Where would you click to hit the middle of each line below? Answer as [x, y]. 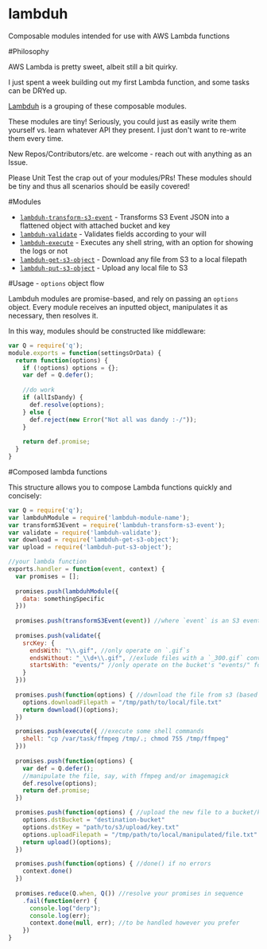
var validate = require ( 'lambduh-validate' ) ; [85, 533]
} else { [37, 412]
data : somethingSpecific [64, 599]
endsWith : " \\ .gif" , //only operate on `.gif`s [110, 650]
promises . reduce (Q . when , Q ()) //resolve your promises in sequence [130, 893]
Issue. [18, 162]
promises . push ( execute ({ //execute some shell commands [110, 732]
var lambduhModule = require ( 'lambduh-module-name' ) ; [99, 517]
